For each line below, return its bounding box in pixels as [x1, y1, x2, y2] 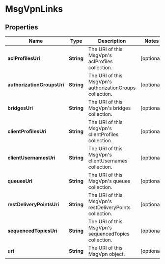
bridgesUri [7, 105, 33, 111]
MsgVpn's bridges [88, 105, 131, 111]
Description [98, 38, 126, 44]
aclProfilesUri [7, 55, 40, 62]
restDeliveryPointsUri [7, 201, 59, 208]
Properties [5, 23, 38, 31]
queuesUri [7, 178, 33, 185]
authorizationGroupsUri [7, 81, 64, 88]
